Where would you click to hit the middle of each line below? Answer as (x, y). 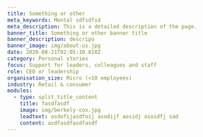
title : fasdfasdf (45, 104)
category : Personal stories (48, 59)
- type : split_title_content (56, 98)
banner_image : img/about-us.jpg (54, 46)
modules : (20, 91)
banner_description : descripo (51, 39)
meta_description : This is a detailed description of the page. (102, 26)
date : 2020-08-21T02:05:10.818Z (54, 53)
